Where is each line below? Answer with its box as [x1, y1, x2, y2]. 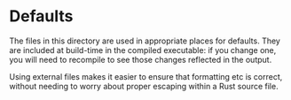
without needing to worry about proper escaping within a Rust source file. [9, 81, 279, 91]
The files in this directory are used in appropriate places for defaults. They [9, 35, 281, 46]
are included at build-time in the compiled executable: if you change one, [9, 44, 277, 55]
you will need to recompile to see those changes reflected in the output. [9, 54, 272, 65]
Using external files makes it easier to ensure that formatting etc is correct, [9, 71, 283, 81]
